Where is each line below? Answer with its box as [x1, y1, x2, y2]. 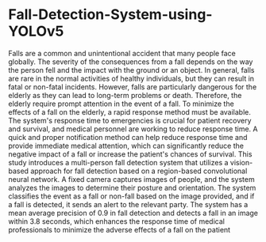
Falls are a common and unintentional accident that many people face [8, 48, 236, 58]
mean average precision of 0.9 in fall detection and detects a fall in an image [8, 208, 259, 217]
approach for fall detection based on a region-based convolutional [30, 166, 248, 176]
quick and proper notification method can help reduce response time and [8, 132, 248, 142]
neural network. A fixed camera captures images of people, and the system [8, 174, 256, 183]
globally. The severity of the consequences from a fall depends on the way [8, 57, 253, 66]
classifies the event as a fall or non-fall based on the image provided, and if [8, 191, 255, 201]
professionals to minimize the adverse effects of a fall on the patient [8, 225, 231, 234]
